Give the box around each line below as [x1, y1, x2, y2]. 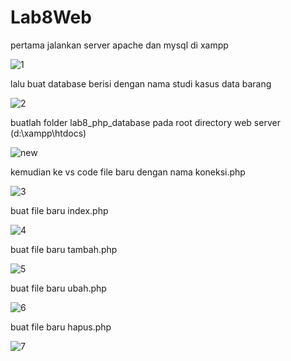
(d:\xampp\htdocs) [10, 127, 87, 139]
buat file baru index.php [10, 204, 109, 216]
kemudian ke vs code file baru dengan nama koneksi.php [10, 166, 246, 178]
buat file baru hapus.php [10, 321, 112, 333]
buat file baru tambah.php [10, 243, 118, 255]
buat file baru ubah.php [10, 282, 107, 294]
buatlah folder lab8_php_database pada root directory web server [10, 116, 281, 128]
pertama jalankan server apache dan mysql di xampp [10, 39, 229, 51]
